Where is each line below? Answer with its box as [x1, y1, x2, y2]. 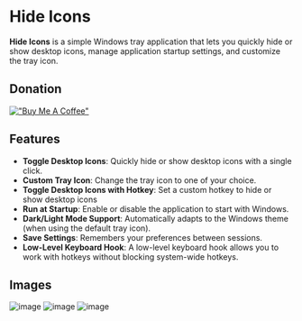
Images [9, 277, 52, 292]
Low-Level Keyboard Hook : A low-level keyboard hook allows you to [22, 242, 279, 252]
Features [9, 132, 60, 147]
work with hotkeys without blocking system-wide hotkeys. [22, 251, 239, 262]
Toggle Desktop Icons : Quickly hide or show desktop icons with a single [22, 155, 292, 166]
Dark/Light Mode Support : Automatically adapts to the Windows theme [22, 213, 288, 224]
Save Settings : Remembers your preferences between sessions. [22, 232, 263, 243]
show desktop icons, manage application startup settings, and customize [9, 45, 281, 56]
